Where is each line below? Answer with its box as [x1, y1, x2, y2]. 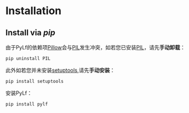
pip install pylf [5, 101, 48, 107]
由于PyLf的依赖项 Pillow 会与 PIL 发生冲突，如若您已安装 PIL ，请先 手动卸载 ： [5, 44, 185, 51]
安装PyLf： [5, 89, 32, 97]
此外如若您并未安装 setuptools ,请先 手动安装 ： [5, 67, 115, 74]
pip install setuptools [5, 78, 64, 84]
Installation [5, 4, 62, 18]
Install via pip [5, 28, 55, 38]
